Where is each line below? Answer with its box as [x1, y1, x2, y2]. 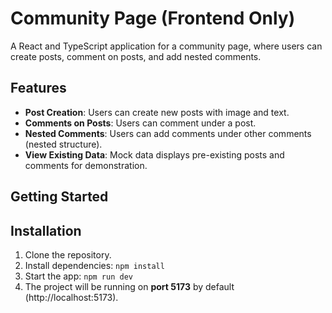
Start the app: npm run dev [24, 270, 133, 282]
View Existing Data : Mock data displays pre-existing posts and [24, 148, 285, 161]
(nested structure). [24, 138, 103, 150]
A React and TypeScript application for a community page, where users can [10, 40, 323, 52]
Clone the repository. [24, 248, 112, 261]
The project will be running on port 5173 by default [24, 280, 235, 292]
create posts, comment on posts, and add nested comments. [10, 50, 262, 62]
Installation [10, 222, 82, 239]
